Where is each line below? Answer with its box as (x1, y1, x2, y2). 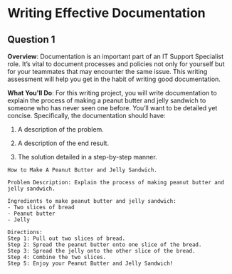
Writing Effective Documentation (7, 5, 206, 21)
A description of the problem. (17, 125, 105, 133)
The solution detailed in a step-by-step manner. (17, 153, 158, 161)
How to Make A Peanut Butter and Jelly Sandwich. (7, 167, 158, 174)
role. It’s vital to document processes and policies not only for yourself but (7, 60, 225, 68)
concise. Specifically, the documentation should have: (7, 112, 166, 120)
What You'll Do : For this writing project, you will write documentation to (7, 89, 217, 97)
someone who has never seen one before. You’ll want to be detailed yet (7, 104, 218, 112)
